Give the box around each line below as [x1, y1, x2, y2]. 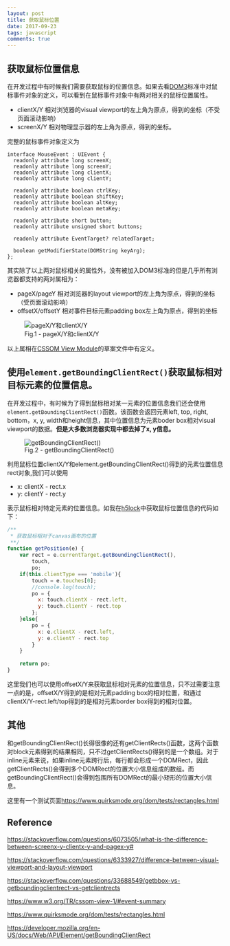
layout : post [7, 10, 45, 17]
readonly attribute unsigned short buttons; [13, 223, 143, 230]
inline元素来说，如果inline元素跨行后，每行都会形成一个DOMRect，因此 [7, 756, 209, 764]
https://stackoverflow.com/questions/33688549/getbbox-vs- [7, 876, 181, 884]
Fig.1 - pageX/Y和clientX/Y [24, 329, 100, 338]
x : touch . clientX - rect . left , [37, 596, 128, 604]
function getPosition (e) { [7, 545, 84, 552]
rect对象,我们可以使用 [7, 468, 69, 476]
